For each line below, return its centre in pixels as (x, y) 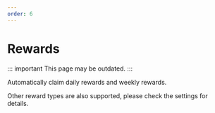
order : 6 (20, 14)
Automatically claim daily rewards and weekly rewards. (87, 82)
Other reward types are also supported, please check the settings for (107, 95)
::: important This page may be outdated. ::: (70, 69)
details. (18, 103)
